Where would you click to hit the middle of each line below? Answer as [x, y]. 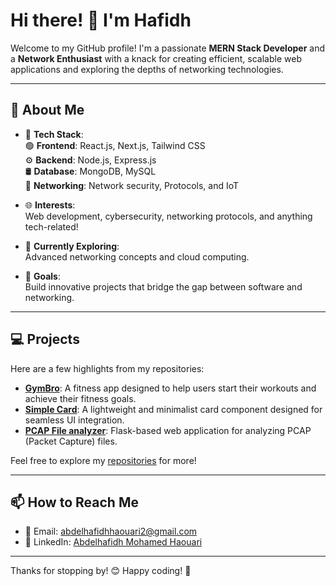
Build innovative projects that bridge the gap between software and [163, 286]
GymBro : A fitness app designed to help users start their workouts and [170, 388]
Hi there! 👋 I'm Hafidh [101, 20]
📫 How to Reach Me [74, 502]
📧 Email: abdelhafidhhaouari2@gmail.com [111, 531]
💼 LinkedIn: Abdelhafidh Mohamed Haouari [113, 542]
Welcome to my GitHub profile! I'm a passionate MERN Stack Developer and [167, 48]
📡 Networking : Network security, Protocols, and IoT [132, 185]
